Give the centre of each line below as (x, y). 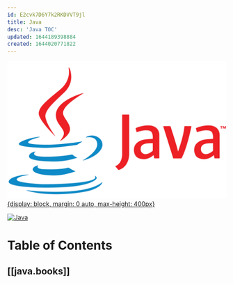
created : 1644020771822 (42, 44)
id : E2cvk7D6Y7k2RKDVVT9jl (46, 15)
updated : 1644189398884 (42, 37)
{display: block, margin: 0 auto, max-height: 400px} (81, 204)
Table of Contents (60, 245)
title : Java (24, 22)
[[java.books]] (39, 271)
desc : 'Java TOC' (32, 29)
